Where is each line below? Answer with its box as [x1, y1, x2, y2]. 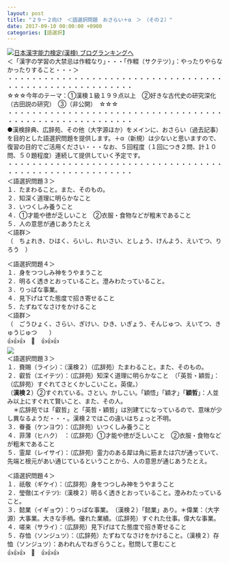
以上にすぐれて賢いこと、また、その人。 [12, 397, 127, 406]
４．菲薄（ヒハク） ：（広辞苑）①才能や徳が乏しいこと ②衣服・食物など [7, 432, 221, 440]
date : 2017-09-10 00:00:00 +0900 [7, 23, 103, 29]
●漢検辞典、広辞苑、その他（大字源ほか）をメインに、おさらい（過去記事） [7, 126, 222, 134]
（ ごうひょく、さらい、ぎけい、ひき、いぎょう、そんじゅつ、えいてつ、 [7, 319, 215, 328]
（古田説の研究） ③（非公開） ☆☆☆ [7, 100, 118, 108]
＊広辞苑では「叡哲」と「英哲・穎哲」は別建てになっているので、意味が [12, 406, 217, 414]
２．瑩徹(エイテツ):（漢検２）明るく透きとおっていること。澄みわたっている [7, 488, 222, 497]
